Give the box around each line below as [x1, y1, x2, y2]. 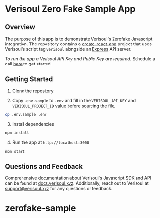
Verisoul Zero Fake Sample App [5, 3, 136, 15]
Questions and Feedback [5, 162, 83, 171]
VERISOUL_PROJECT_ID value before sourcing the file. [12, 103, 116, 109]
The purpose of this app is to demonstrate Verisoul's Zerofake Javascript [5, 36, 153, 42]
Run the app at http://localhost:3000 [12, 139, 89, 145]
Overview [5, 23, 36, 31]
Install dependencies [12, 121, 55, 127]
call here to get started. [5, 61, 52, 66]
